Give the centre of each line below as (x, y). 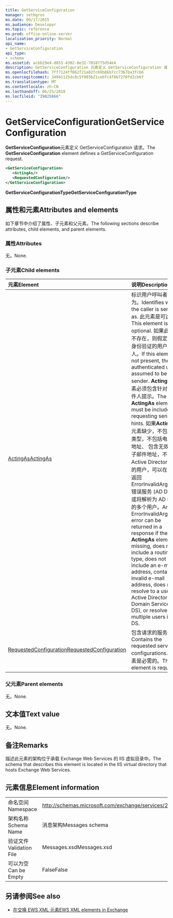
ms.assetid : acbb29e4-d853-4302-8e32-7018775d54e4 (61, 63)
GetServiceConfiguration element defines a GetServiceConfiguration (79, 153)
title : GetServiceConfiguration (40, 10)
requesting (144, 416)
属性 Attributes (24, 244)
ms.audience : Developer (31, 24)
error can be (146, 521)
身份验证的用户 (149, 347)
